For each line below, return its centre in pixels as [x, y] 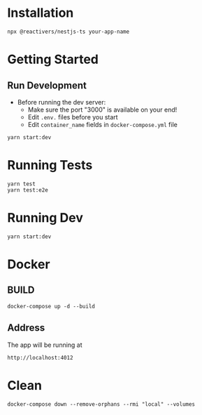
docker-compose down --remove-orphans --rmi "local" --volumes [101, 404]
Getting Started [53, 59]
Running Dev [45, 218]
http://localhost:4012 [40, 357]
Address [26, 328]
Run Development [47, 85]
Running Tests [50, 165]
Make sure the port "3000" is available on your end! [102, 110]
